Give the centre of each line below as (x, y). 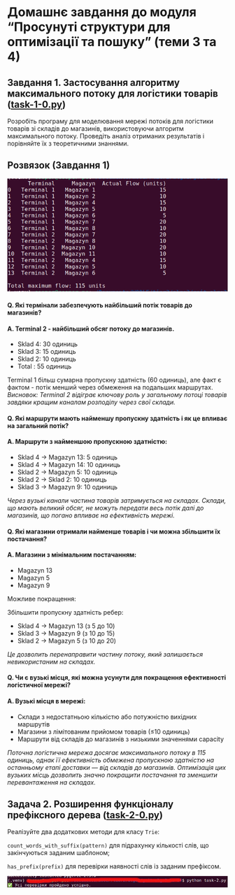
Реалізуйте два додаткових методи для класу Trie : (83, 832)
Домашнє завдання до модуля (102, 12)
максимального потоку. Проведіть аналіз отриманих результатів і (106, 136)
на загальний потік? (38, 425)
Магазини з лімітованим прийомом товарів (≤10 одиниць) (104, 731)
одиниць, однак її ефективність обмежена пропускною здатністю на (111, 760)
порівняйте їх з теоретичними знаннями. (68, 143)
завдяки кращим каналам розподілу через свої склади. (92, 402)
